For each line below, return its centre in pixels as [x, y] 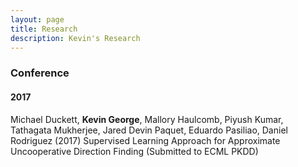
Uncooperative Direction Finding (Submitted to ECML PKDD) [134, 151]
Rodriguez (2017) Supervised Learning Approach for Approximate [145, 140]
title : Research [44, 29]
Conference [40, 73]
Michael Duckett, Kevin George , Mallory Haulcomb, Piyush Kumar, [147, 119]
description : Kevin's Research [75, 38]
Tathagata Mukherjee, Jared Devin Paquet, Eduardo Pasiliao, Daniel [149, 130]
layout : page [37, 19]
